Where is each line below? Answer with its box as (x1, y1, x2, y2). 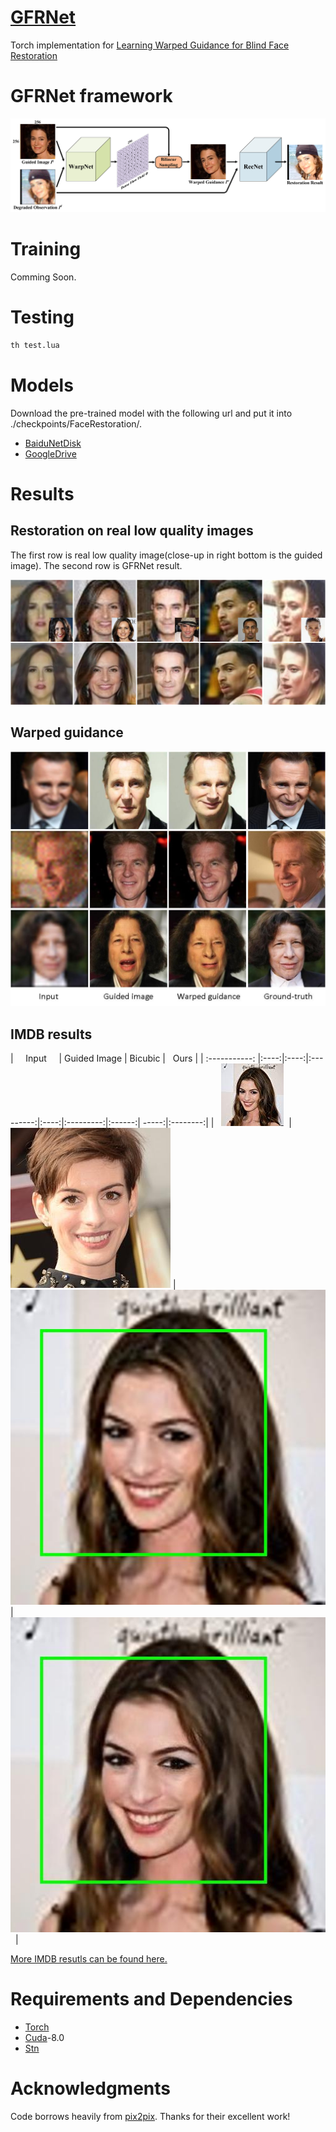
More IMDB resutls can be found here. (10, 1953, 168, 1965)
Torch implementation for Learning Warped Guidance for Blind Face (10, 39, 290, 51)
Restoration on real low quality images (10, 522, 254, 540)
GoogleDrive (24, 447, 77, 460)
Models (10, 374, 74, 396)
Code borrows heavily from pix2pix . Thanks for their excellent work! (10, 2111, 291, 2123)
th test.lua (10, 340, 60, 350)
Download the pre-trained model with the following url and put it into (10, 407, 293, 419)
